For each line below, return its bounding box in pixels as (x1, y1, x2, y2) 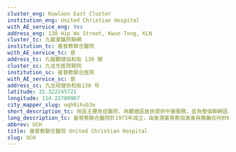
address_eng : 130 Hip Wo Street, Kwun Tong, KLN (7, 29, 152, 37)
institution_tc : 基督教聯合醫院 (7, 43, 95, 50)
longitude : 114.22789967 (7, 95, 80, 102)
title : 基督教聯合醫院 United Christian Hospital (7, 127, 148, 134)
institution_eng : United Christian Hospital (7, 17, 140, 24)
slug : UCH (7, 134, 37, 141)
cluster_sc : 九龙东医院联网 (7, 62, 82, 69)
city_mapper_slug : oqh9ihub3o (7, 102, 96, 109)
